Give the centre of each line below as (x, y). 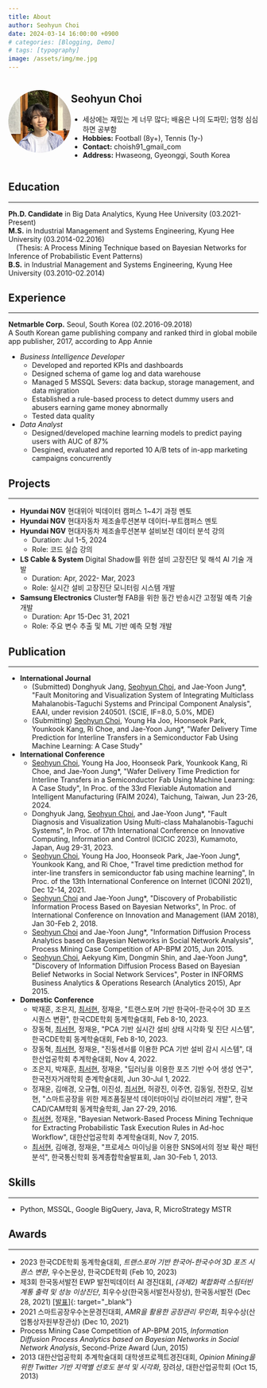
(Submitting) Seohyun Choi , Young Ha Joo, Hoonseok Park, (129, 721)
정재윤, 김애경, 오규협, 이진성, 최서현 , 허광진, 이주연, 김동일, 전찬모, (135, 1089)
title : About (30, 17)
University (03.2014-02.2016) (56, 239)
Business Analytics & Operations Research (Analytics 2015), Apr (136, 983)
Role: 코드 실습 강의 (62, 549)
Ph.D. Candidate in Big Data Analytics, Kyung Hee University (108, 213)
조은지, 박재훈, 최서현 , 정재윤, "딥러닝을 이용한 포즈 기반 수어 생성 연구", (142, 1069)
